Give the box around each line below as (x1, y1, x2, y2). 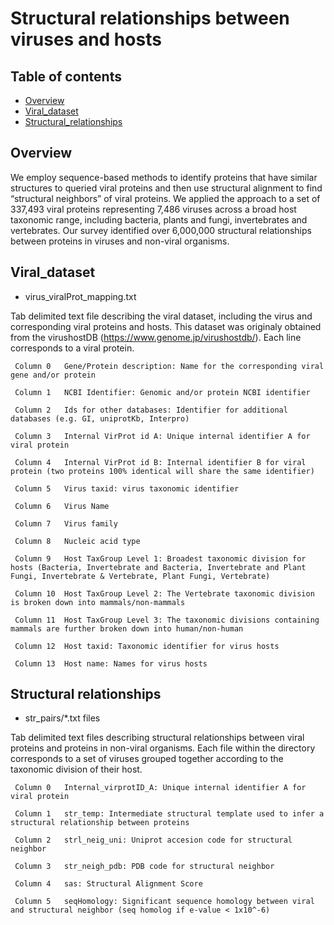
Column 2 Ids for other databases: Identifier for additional (14, 405, 288, 415)
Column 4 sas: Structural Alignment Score (14, 879, 203, 889)
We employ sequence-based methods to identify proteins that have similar (10, 171, 318, 183)
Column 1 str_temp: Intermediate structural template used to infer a (14, 809, 325, 819)
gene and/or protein (10, 370, 97, 380)
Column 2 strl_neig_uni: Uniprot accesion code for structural (14, 835, 293, 846)
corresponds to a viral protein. (10, 342, 135, 354)
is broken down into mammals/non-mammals (10, 597, 186, 607)
